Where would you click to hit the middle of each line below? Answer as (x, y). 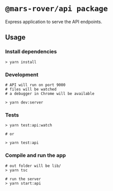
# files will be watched (31, 89)
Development (22, 74)
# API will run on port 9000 (35, 85)
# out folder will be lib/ (33, 166)
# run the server (23, 179)
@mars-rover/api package (56, 9)
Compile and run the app (36, 155)
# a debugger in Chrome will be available (50, 93)
